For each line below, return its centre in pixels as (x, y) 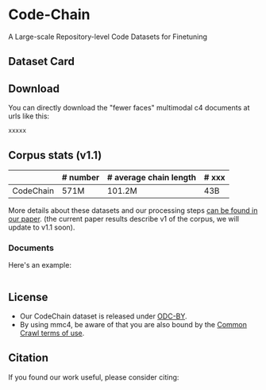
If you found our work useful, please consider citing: (94, 377)
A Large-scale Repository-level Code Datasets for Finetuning (108, 37)
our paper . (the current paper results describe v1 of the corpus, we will (124, 218)
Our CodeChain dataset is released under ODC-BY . (104, 316)
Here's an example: (40, 265)
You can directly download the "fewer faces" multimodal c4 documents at (129, 108)
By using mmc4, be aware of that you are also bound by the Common (133, 325)
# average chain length (152, 177)
